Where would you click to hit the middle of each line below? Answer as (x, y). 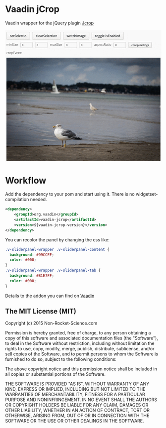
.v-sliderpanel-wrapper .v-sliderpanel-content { (57, 249)
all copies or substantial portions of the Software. (55, 374)
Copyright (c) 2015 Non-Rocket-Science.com (51, 323)
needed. (38, 200)
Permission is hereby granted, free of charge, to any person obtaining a (78, 333)
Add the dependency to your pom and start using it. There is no (70, 194)
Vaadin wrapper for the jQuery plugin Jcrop (50, 23)
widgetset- (147, 194)
